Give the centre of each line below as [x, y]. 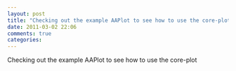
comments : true [29, 33]
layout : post [26, 14]
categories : [25, 40]
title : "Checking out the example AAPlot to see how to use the [103, 20]
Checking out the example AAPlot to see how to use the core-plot [102, 60]
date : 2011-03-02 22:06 [42, 27]
